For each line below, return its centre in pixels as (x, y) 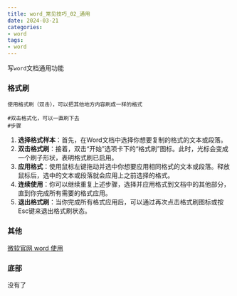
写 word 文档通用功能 (36, 68)
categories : (25, 27)
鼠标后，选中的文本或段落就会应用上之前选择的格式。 (96, 175)
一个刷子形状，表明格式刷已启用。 (68, 158)
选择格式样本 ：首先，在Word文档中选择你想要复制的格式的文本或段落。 (122, 140)
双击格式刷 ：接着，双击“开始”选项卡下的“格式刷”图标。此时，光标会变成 (123, 149)
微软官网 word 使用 (36, 248)
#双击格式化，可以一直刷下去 (43, 119)
